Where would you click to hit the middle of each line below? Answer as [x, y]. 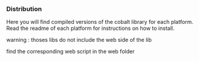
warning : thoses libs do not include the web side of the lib [79, 40]
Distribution [24, 9]
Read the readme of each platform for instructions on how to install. [90, 28]
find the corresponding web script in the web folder [70, 51]
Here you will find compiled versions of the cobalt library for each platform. [100, 22]
